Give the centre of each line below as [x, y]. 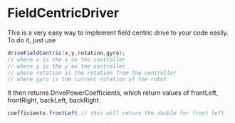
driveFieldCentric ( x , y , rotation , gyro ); [67, 53]
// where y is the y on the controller [67, 66]
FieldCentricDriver [63, 13]
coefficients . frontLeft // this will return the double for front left [116, 113]
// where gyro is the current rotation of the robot [87, 79]
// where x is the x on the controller [67, 59]
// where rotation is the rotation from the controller [92, 73]
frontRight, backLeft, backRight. [54, 100]
